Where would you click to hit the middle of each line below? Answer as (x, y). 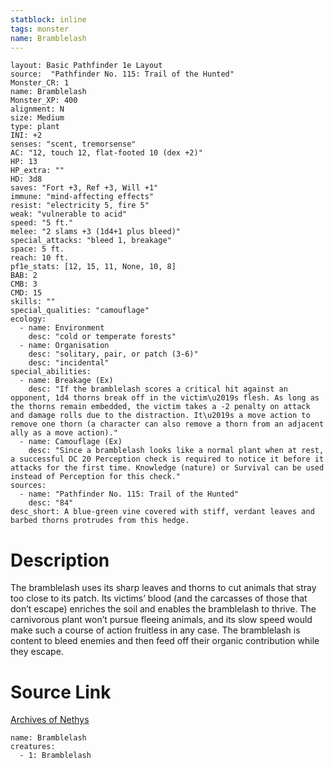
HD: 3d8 (26, 179)
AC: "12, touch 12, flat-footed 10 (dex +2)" (106, 153)
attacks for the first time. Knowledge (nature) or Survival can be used (167, 468)
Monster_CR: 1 (40, 83)
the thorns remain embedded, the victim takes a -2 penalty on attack (160, 407)
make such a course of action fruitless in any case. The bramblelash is (155, 630)
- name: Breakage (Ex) (66, 381)
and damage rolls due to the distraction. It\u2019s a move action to (160, 416)
